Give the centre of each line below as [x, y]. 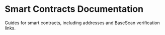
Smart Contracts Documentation [74, 9]
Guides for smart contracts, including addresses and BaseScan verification [82, 23]
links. [10, 28]
